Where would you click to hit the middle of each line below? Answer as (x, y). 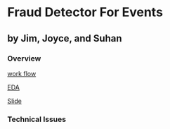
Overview (24, 59)
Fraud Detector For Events (85, 12)
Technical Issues (37, 119)
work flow (22, 73)
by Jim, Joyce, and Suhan (65, 38)
